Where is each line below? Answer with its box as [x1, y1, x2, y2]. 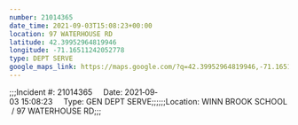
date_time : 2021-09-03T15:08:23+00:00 [9, 21, 153, 30]
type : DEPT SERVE [9, 54, 74, 63]
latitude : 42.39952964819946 [9, 37, 117, 47]
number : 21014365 [9, 12, 74, 22]
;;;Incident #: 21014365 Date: [9, 86, 123, 98]
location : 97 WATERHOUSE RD [9, 29, 114, 38]
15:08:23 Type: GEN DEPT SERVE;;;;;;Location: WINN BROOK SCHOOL [20, 96, 288, 106]
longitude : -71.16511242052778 [9, 46, 125, 55]
